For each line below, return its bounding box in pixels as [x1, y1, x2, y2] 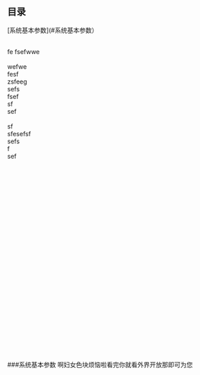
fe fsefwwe [7, 47, 40, 55]
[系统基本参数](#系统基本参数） [7, 26, 98, 34]
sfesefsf [7, 129, 32, 138]
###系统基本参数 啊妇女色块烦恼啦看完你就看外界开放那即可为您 [7, 360, 193, 369]
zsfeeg [7, 77, 27, 86]
